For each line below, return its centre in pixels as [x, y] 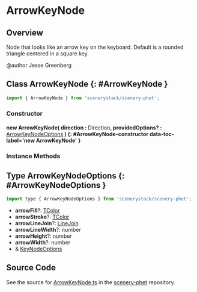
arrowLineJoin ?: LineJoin [47, 223]
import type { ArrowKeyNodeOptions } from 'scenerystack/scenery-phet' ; [99, 199]
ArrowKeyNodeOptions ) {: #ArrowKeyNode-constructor [77, 134]
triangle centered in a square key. [47, 54]
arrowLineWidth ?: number [48, 229]
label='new [20, 141]
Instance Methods [33, 156]
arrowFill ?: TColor [37, 210]
